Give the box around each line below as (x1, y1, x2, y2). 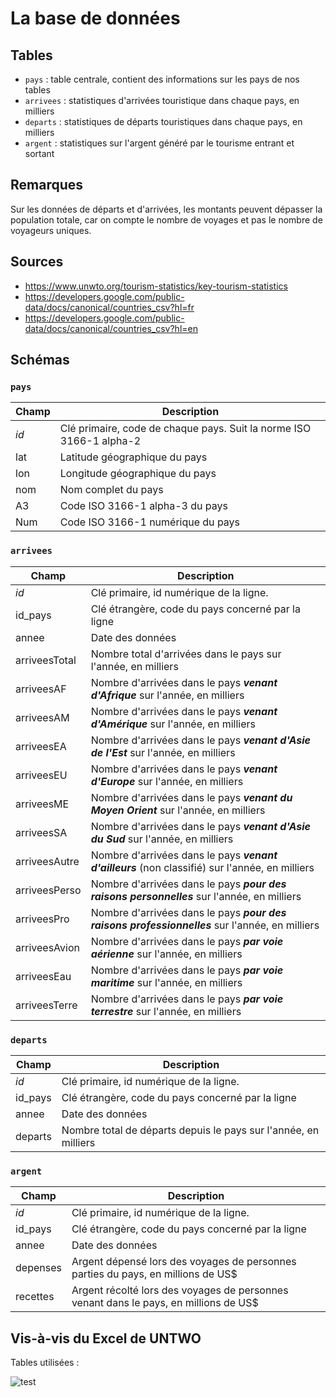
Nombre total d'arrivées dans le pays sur (90, 647, 282, 661)
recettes (15, 1290, 55, 1304)
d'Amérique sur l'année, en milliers (90, 717, 257, 731)
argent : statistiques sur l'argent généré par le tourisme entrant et (24, 137, 295, 149)
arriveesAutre (15, 854, 80, 868)
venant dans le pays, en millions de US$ (71, 1296, 259, 1310)
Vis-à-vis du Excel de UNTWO (10, 1330, 202, 1347)
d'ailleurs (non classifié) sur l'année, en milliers (90, 860, 315, 874)
